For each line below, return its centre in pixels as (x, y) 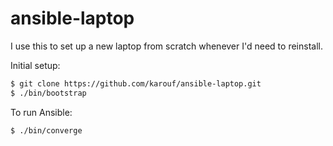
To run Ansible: (41, 112)
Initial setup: (35, 65)
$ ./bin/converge (46, 130)
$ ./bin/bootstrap (48, 93)
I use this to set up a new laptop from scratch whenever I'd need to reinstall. (166, 46)
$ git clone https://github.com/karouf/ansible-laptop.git (136, 83)
